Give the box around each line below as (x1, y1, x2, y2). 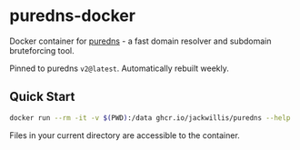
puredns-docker (9, 5, 136, 26)
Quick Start (9, 89, 75, 105)
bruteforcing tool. (9, 45, 75, 55)
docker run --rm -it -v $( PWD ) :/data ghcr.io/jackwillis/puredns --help (9, 113, 291, 123)
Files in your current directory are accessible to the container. (9, 129, 241, 141)
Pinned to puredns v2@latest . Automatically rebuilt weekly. (9, 63, 229, 74)
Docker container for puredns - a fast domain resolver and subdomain (9, 35, 272, 46)
